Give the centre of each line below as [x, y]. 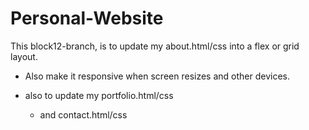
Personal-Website [87, 18]
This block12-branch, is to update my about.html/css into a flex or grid [155, 46]
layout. [24, 56]
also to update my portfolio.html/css [99, 95]
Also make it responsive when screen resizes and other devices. [157, 76]
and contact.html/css [83, 114]
